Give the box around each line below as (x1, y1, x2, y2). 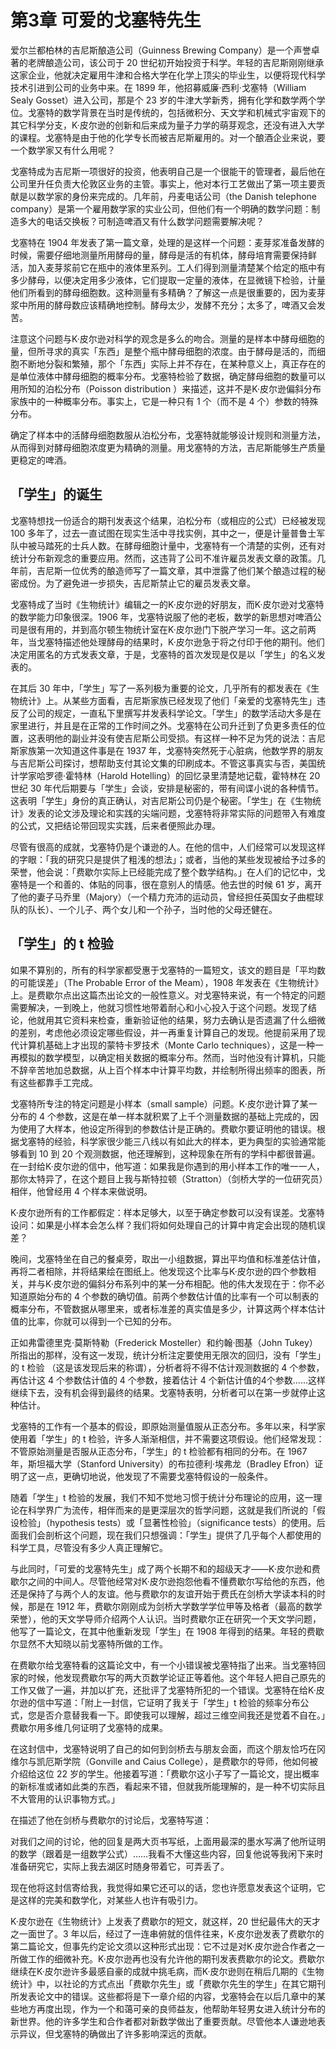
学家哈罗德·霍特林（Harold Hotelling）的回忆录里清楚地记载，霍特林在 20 (18, 769, 321, 781)
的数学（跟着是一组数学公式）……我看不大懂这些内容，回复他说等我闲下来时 (10, 1847, 324, 1860)
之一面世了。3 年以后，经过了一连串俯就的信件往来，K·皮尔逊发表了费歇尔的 (10, 1927, 325, 1940)
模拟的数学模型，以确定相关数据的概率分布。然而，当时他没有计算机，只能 (18, 1051, 326, 1063)
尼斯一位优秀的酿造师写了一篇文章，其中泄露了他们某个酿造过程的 (44, 564, 317, 576)
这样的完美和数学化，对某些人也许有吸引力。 (18, 1894, 203, 1906)
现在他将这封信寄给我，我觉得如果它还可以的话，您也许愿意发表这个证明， (10, 1881, 317, 1893)
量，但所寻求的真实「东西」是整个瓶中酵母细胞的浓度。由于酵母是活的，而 (10, 345, 317, 357)
